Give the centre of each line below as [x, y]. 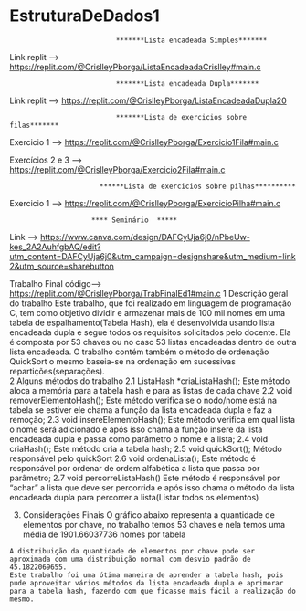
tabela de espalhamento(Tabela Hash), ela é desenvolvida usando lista [142, 322]
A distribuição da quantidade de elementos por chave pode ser [132, 551]
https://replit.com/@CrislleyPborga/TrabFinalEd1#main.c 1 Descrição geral [149, 293]
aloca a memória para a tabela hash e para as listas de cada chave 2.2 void [151, 390]
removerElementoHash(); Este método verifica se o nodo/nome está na [143, 400]
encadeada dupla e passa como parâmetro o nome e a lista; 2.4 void [139, 438]
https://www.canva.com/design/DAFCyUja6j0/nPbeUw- [145, 237]
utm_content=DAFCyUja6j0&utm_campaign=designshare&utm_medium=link [153, 256]
